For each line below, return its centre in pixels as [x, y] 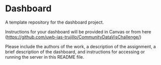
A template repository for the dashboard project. [54, 22]
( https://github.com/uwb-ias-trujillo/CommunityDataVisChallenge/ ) [73, 37]
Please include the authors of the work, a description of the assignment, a [80, 46]
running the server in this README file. [45, 57]
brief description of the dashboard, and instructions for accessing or [75, 52]
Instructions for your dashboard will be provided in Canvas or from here [78, 32]
